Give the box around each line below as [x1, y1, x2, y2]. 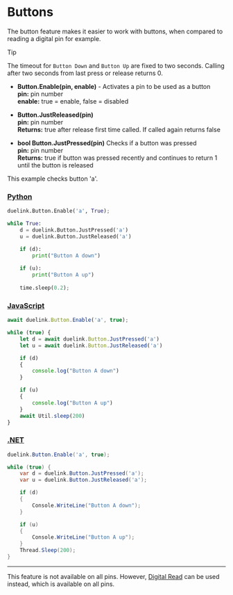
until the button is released [17, 161, 94, 169]
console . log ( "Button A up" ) [32, 399, 113, 407]
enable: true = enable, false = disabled [17, 97, 129, 105]
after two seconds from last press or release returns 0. [7, 69, 163, 77]
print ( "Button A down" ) [32, 252, 101, 259]
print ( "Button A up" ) [32, 272, 95, 279]
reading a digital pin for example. [7, 34, 101, 42]
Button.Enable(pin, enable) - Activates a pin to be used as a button [17, 82, 211, 90]
